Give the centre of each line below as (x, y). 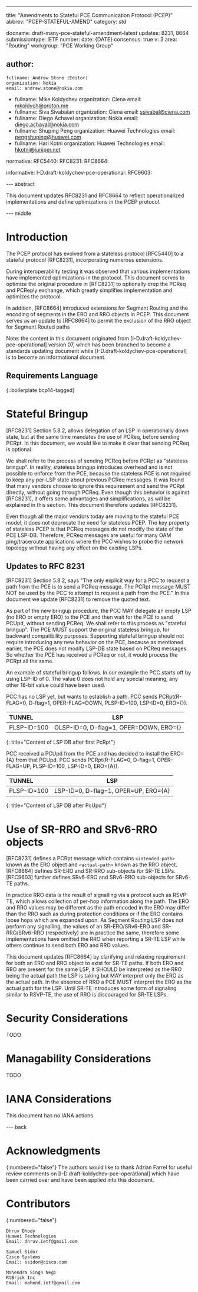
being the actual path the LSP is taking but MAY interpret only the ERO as (95, 976)
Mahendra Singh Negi (32, 1272)
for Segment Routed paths (38, 327)
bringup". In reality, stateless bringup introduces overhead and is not (89, 467)
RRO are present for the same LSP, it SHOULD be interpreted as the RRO (94, 969)
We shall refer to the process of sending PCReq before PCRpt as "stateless (97, 461)
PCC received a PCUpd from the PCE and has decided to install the (88, 754)
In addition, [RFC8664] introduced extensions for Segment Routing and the (97, 308)
